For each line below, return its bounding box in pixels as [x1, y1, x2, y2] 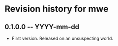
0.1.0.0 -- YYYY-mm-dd [4, 23, 80, 31]
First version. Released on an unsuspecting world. [11, 35, 114, 41]
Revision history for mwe [4, 3, 109, 15]
